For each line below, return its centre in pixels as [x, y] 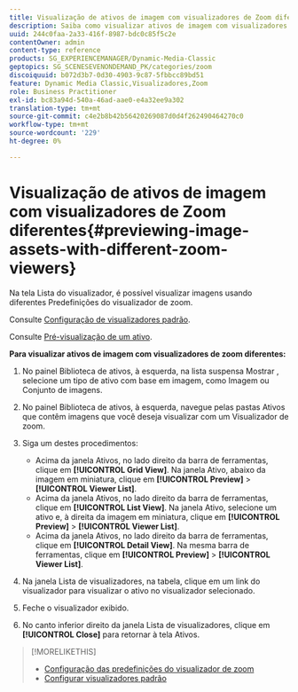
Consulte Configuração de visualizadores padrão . [100, 319]
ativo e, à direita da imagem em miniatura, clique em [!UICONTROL [157, 516]
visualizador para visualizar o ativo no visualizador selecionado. [138, 590]
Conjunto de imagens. [63, 389]
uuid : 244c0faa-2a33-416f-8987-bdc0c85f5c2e [93, 34]
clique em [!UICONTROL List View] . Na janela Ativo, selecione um [156, 507]
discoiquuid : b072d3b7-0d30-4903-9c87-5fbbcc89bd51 [106, 75]
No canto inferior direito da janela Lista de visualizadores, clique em [146, 625]
